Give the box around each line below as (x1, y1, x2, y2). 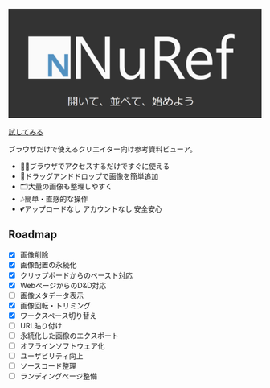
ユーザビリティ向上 (19, 351, 84, 361)
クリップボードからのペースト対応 (19, 270, 133, 280)
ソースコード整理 (19, 361, 77, 371)
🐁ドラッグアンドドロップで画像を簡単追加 (19, 171, 159, 181)
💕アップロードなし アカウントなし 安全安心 (19, 204, 163, 213)
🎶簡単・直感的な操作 (19, 194, 88, 204)
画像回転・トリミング (19, 300, 91, 310)
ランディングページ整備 (19, 371, 98, 381)
